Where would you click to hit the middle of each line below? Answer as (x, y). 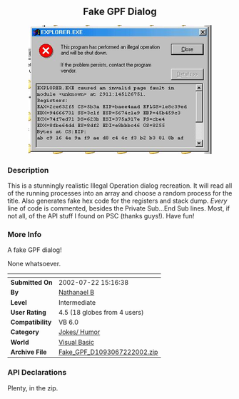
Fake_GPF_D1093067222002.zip (108, 352)
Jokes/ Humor (79, 332)
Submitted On (31, 283)
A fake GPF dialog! (35, 250)
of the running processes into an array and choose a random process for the (120, 193)
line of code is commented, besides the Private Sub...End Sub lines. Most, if (119, 208)
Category (25, 332)
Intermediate (77, 302)
